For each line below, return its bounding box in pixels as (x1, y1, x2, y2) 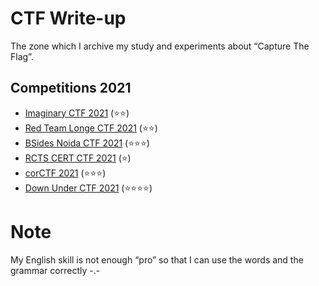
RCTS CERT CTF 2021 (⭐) (24, 152, 132, 164)
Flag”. (10, 50, 34, 62)
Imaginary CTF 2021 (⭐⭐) (24, 107, 130, 119)
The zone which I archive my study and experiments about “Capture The (10, 40, 310, 52)
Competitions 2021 (10, 80, 132, 97)
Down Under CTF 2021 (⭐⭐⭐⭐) (24, 182, 153, 194)
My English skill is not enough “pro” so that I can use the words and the (10, 253, 304, 266)
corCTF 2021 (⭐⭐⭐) (24, 167, 107, 179)
